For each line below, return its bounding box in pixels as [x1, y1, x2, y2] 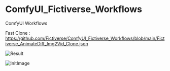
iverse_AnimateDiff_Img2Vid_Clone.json [5, 40, 88, 46]
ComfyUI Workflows [5, 20, 48, 26]
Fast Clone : [5, 30, 30, 36]
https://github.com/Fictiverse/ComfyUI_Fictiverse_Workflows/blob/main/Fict [5, 35, 165, 41]
